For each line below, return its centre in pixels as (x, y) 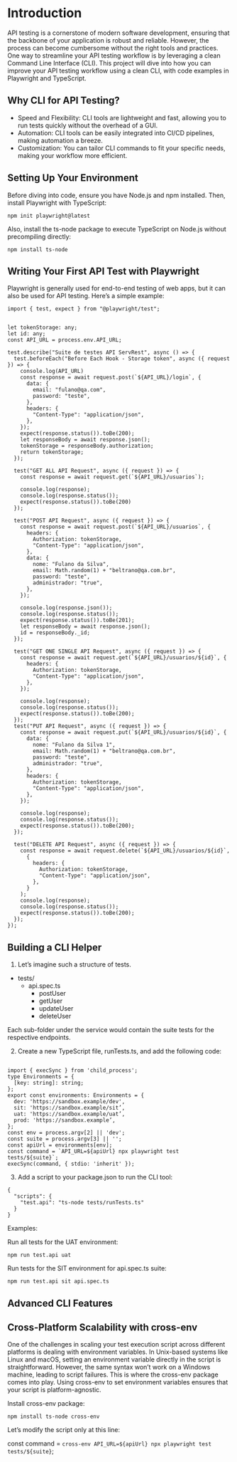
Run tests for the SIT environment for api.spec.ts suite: (87, 1268)
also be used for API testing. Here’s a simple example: (86, 296)
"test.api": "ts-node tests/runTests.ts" (82, 1203)
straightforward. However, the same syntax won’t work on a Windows (109, 1367)
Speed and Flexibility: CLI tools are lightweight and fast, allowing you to (122, 117)
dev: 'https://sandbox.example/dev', (70, 1102)
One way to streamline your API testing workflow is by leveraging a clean (114, 56)
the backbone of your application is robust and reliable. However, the (108, 40)
